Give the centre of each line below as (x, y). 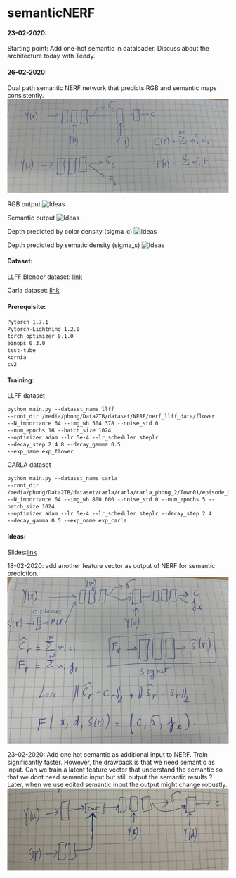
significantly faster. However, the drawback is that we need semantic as (111, 762)
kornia (17, 358)
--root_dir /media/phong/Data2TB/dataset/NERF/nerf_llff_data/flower (111, 417)
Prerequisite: (27, 306)
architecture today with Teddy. (52, 56)
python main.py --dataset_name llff (61, 410)
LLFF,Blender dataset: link (45, 277)
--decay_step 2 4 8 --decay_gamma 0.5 (64, 445)
